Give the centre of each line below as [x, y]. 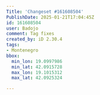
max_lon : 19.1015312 [37, 72]
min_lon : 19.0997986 [37, 61]
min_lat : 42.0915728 [37, 67]
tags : [13, 45]
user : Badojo [22, 28]
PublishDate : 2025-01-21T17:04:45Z [50, 17]
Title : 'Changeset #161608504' [45, 12]
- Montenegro [22, 50]
